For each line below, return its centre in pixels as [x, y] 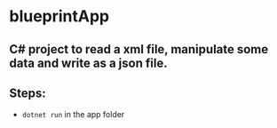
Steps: [28, 93]
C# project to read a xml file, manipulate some [139, 49]
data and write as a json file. [88, 63]
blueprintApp [59, 16]
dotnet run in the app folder [73, 115]
